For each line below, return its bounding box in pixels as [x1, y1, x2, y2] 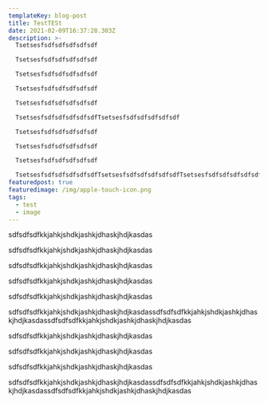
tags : [8, 193, 26, 201]
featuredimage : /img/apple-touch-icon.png [8, 186, 152, 194]
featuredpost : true [8, 179, 73, 187]
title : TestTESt [8, 19, 62, 27]
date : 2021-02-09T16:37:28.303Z [8, 26, 116, 34]
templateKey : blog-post [8, 11, 88, 20]
